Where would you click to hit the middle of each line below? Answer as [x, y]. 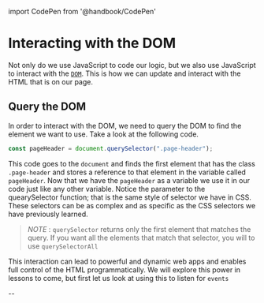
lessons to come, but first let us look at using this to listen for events [119, 278]
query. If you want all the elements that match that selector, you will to [141, 238]
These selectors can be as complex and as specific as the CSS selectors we [132, 205]
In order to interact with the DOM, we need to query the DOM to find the [125, 125]
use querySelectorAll [63, 246]
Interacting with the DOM [92, 43]
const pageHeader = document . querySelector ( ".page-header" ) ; [111, 148]
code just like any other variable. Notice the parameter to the [107, 189]
